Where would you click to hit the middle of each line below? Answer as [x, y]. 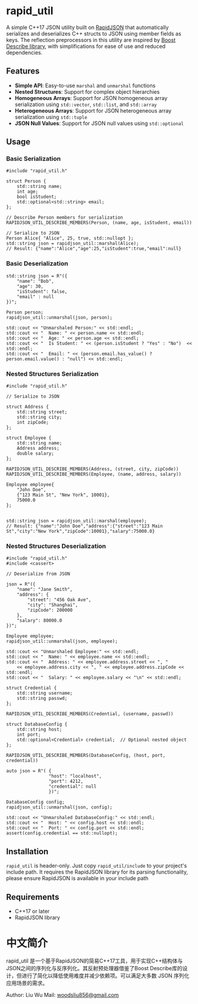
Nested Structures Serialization [52, 373]
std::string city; [39, 417]
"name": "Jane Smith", [45, 590]
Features [23, 71]
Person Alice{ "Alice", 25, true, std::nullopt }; [70, 238]
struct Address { [28, 407]
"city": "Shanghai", [53, 605]
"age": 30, [30, 286]
